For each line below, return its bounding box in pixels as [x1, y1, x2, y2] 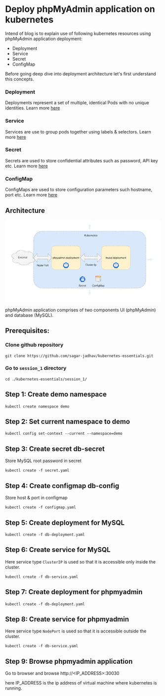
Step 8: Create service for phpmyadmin [5, 615, 129, 624]
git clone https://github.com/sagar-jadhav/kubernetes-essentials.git [5, 353, 154, 358]
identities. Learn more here [5, 105, 60, 111]
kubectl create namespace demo [5, 404, 70, 409]
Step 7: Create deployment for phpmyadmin [5, 588, 143, 596]
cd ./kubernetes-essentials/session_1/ [5, 376, 87, 382]
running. [5, 685, 22, 691]
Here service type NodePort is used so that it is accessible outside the [5, 628, 147, 634]
